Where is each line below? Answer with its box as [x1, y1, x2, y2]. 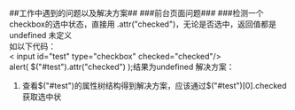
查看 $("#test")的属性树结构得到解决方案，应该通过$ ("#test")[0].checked [21, 81, 287, 90]
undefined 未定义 [9, 30, 73, 40]
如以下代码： [9, 41, 56, 51]
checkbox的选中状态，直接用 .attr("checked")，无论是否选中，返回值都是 [9, 19, 277, 29]
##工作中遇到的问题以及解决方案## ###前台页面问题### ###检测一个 [9, 8, 264, 18]
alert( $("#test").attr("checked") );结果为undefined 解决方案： [9, 61, 235, 72]
